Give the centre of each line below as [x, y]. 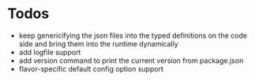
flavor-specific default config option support [91, 68]
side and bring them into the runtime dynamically [98, 43]
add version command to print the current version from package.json [131, 61]
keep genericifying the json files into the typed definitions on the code [133, 35]
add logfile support [50, 52]
